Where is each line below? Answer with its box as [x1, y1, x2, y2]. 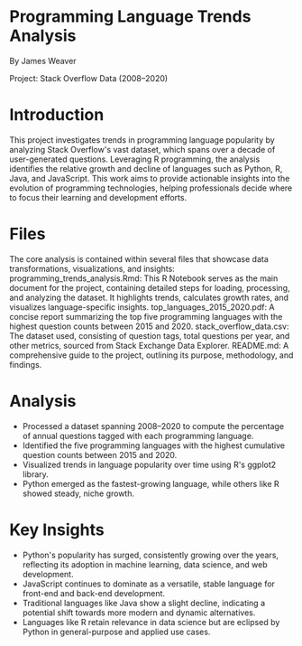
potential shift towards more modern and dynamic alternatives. [22, 607, 256, 618]
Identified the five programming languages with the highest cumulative [22, 440, 286, 451]
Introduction [9, 105, 105, 126]
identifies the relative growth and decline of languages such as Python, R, [9, 163, 283, 173]
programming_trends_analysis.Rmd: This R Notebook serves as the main [9, 273, 279, 284]
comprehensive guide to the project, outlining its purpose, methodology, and [9, 350, 294, 360]
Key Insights [9, 520, 105, 539]
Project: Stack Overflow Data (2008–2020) [9, 72, 169, 83]
